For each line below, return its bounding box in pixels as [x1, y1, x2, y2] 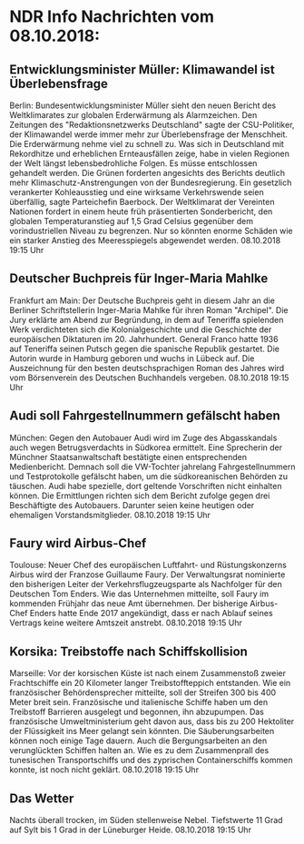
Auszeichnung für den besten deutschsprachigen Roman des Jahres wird [9, 362, 285, 373]
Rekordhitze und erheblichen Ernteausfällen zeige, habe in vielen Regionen [9, 148, 290, 159]
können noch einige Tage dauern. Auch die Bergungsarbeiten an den [9, 735, 268, 746]
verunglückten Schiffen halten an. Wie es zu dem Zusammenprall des [9, 745, 270, 756]
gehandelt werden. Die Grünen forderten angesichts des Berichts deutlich [9, 168, 286, 178]
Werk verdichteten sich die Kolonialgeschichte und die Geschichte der [9, 324, 272, 335]
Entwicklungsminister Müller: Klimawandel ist [9, 62, 275, 77]
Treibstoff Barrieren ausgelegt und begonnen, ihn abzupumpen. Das [9, 706, 265, 718]
